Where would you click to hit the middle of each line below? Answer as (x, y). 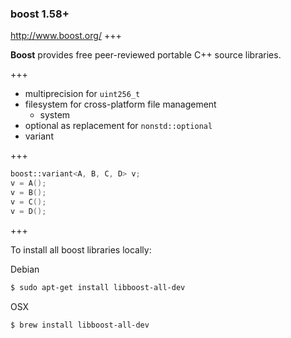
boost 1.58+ (40, 14)
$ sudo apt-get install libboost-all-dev (98, 287)
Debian (25, 269)
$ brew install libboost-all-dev (80, 325)
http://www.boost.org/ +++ (66, 36)
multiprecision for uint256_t (82, 94)
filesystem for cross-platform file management (120, 104)
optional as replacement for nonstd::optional (118, 126)
